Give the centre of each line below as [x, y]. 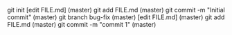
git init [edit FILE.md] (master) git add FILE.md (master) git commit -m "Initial [116, 10]
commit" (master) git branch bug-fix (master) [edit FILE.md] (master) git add [116, 17]
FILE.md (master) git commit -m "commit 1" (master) [82, 24]
